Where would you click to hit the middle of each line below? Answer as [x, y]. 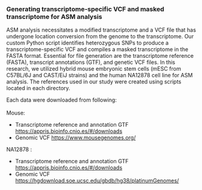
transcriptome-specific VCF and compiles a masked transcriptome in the [97, 49]
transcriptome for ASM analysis [54, 16]
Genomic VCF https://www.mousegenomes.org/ [75, 138]
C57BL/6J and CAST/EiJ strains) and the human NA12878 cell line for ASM [99, 76]
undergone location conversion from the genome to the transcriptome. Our [100, 37]
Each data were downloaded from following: [61, 100]
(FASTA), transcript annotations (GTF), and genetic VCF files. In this [91, 62]
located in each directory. [38, 88]
